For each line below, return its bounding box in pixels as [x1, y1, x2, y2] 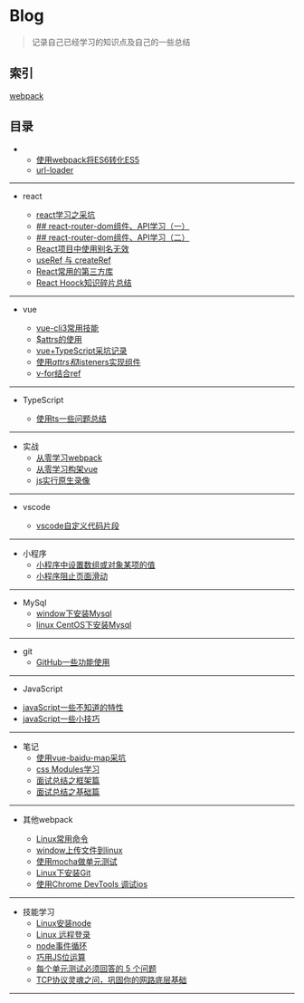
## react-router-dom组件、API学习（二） [35, 232, 190, 243]
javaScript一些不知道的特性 [22, 701, 124, 712]
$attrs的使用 [35, 333, 83, 344]
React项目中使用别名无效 [35, 243, 129, 254]
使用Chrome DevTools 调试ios [35, 878, 147, 889]
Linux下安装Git [35, 867, 91, 878]
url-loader [35, 164, 74, 175]
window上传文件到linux [35, 844, 123, 855]
